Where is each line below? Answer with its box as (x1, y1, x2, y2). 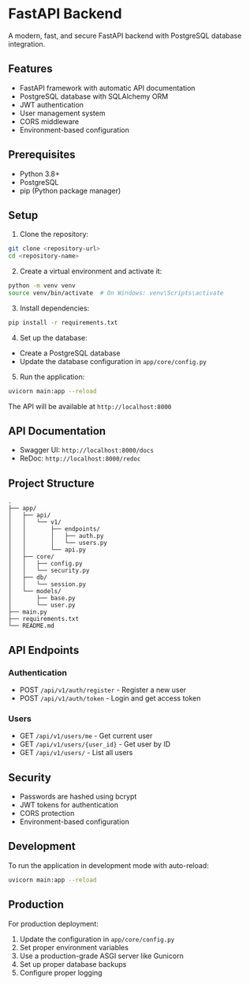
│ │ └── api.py (8, 546, 87, 554)
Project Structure (8, 476, 95, 490)
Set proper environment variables (19, 942, 129, 952)
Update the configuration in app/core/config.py (19, 934, 175, 944)
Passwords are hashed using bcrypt (19, 791, 137, 802)
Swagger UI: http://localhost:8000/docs (19, 446, 154, 455)
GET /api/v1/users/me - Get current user (19, 731, 153, 741)
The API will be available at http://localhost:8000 (8, 401, 172, 411)
